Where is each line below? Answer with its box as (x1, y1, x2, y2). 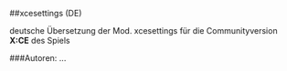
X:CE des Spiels (9, 35, 70, 46)
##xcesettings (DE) (9, 8, 82, 18)
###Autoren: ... (9, 53, 67, 63)
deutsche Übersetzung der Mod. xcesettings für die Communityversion (9, 25, 278, 35)
